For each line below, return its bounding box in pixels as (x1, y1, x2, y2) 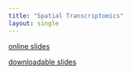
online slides (8, 41, 51, 51)
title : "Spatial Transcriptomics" (8, 11, 125, 20)
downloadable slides (8, 57, 77, 67)
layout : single (8, 19, 59, 27)
